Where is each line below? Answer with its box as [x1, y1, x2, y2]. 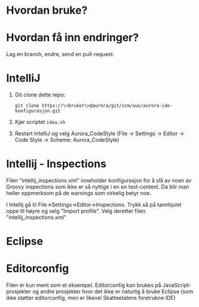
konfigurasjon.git [14, 108, 61, 114]
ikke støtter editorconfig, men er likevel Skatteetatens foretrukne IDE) [6, 294, 176, 302]
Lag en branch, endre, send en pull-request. [6, 51, 115, 58]
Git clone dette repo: [14, 91, 66, 98]
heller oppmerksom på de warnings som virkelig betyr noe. [6, 190, 151, 197]
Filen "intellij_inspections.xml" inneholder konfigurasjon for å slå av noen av [6, 177, 192, 184]
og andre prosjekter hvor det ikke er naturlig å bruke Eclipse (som [32, 288, 194, 295]
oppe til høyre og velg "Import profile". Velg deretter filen [6, 207, 146, 215]
